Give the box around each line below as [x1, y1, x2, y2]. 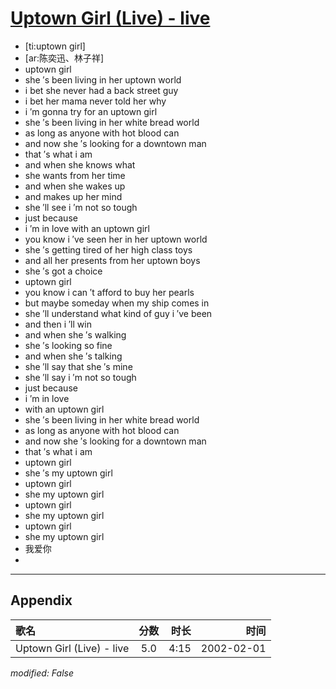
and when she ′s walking [24, 328, 127, 341]
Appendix [10, 592, 73, 609]
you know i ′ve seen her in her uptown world [24, 233, 208, 245]
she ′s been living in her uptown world [24, 73, 182, 86]
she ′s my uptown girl [24, 467, 113, 479]
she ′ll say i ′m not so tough [24, 371, 137, 383]
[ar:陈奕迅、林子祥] [24, 52, 105, 64]
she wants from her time [24, 169, 126, 181]
